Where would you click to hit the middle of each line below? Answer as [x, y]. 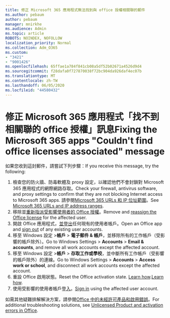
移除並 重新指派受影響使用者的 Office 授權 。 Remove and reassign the [84, 212]
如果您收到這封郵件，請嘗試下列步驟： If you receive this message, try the [82, 166]
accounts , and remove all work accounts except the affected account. [86, 248]
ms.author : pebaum [25, 15]
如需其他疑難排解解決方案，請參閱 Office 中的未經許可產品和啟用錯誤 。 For [82, 299]
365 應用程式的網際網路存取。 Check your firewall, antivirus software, [85, 189]
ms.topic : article [25, 33]
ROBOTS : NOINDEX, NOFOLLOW [34, 39]
